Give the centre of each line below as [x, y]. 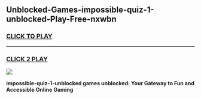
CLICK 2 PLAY [27, 59]
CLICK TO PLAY [29, 37]
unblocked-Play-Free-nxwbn [61, 19]
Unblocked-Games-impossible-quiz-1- [80, 10]
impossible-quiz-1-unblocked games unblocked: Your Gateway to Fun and [100, 83]
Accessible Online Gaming [40, 89]
